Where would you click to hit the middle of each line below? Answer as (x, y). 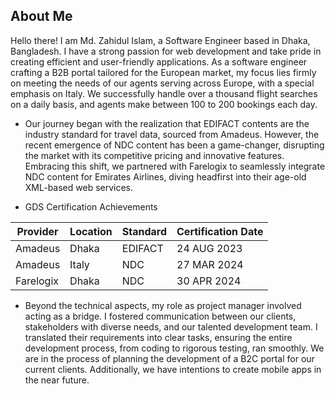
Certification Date (220, 231)
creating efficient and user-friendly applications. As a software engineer (159, 61)
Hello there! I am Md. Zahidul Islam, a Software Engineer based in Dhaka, (160, 40)
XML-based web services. (79, 187)
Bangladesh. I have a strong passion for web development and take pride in (166, 51)
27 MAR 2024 (210, 264)
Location (91, 231)
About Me (41, 16)
